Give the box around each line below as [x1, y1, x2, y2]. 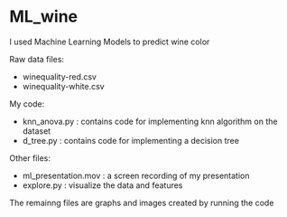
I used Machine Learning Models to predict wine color [9, 36, 210, 47]
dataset [22, 125, 51, 137]
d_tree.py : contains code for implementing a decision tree [22, 135, 239, 146]
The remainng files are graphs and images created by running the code [9, 197, 274, 208]
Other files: [9, 152, 51, 164]
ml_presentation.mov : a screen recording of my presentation [22, 170, 250, 181]
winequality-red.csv [22, 71, 97, 82]
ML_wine [9, 6, 79, 27]
